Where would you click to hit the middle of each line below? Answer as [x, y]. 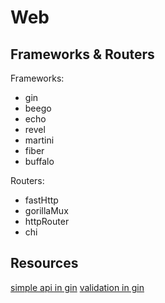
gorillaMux [46, 210]
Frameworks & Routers [82, 54]
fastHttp [41, 200]
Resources [44, 263]
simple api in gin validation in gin [77, 287]
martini [39, 140]
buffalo [39, 161]
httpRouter [47, 221]
